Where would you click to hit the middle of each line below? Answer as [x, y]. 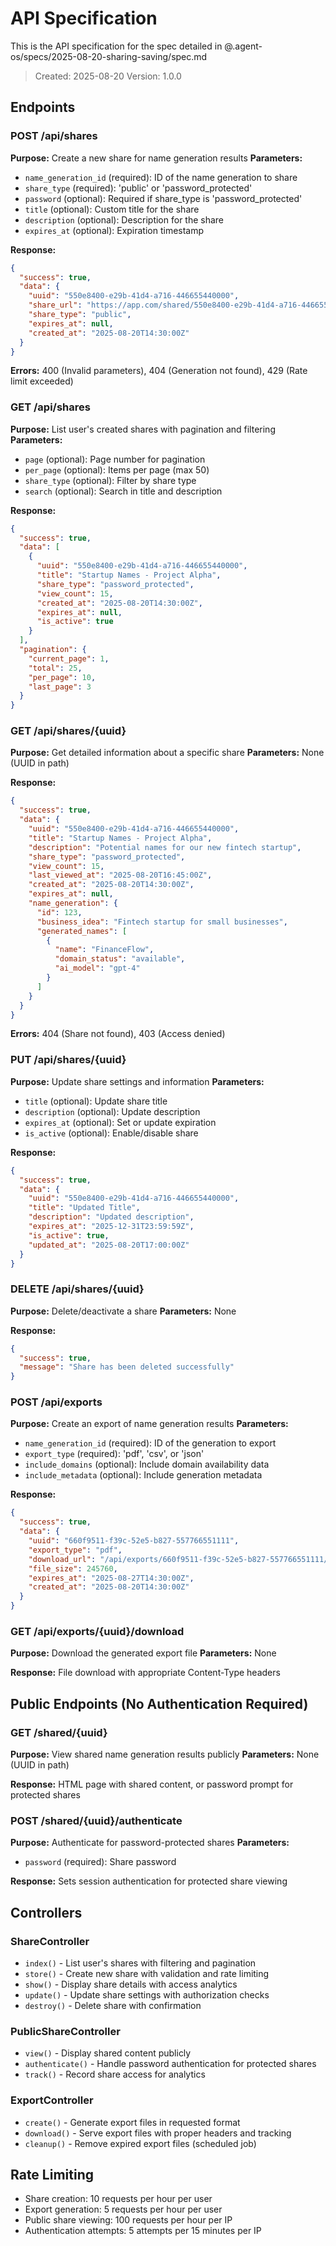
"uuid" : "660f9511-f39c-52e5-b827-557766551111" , [134, 1541]
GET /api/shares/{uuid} [68, 731]
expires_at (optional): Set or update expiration [120, 1122]
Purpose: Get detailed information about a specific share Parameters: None [167, 753]
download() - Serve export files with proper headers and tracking [158, 2133]
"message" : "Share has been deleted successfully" [127, 1367]
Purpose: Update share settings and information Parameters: [137, 1081]
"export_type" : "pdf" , [75, 1550]
